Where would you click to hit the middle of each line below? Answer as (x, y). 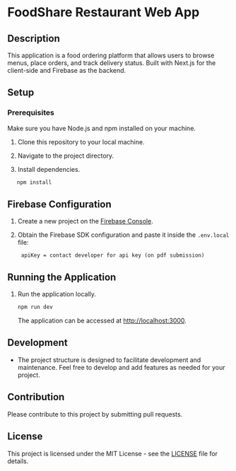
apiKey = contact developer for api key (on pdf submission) (113, 255)
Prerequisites (31, 112)
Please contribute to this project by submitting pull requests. (95, 414)
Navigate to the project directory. (66, 156)
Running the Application (62, 277)
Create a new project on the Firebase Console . (85, 221)
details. (18, 461)
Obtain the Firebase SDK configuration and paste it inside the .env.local (123, 235)
